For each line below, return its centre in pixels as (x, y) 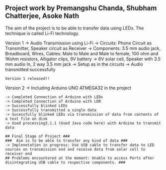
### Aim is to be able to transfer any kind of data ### (66, 141)
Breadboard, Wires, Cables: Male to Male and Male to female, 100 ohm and (82, 53)
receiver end (19, 154)
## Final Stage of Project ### (38, 136)
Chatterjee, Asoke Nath (42, 16)
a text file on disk (27, 119)
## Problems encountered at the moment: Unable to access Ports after (80, 158)
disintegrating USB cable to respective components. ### (65, 162)
